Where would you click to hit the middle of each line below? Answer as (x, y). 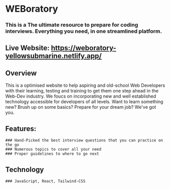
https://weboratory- (83, 48)
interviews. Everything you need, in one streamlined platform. (84, 31)
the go (12, 145)
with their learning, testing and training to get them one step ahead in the (82, 91)
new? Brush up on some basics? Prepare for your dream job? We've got (81, 107)
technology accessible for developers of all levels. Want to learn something (84, 102)
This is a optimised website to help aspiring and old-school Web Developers (85, 85)
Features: (21, 128)
